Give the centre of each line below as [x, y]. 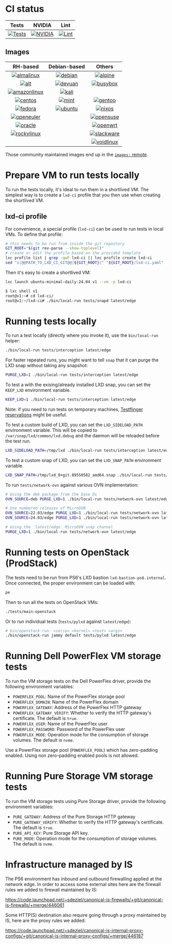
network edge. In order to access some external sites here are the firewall [83, 885]
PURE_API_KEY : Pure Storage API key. [51, 833]
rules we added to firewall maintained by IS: [51, 890]
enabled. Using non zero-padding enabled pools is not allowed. [72, 756]
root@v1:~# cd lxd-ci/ [29, 296]
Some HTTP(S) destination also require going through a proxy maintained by [86, 915]
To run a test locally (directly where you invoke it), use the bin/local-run [82, 335]
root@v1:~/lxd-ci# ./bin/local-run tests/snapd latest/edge [71, 300]
